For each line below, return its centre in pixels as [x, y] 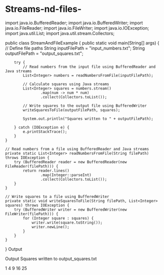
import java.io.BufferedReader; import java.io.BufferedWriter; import [74, 23]
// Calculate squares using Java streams [66, 84]
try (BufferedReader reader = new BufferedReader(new [70, 162]
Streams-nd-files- [43, 9]
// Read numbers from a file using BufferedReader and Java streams [77, 149]
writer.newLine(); [50, 227]
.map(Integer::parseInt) [66, 175]
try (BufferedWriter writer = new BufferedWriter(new [70, 209]
